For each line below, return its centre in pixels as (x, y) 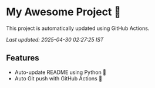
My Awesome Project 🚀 (64, 12)
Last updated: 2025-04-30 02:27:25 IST (55, 39)
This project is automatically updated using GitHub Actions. (78, 28)
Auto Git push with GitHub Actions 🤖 (58, 78)
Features (23, 58)
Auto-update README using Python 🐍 (60, 72)
